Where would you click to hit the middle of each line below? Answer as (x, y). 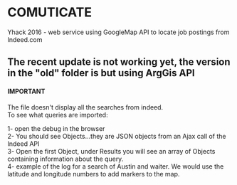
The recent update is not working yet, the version (119, 62)
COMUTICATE (50, 12)
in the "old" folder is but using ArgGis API (101, 73)
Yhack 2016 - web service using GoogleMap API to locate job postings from (118, 32)
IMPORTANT (26, 91)
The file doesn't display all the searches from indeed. (85, 107)
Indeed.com (25, 39)
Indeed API (23, 144)
